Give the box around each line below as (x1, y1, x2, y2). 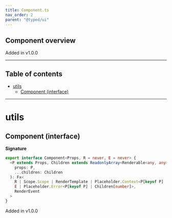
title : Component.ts (5, 7, 50, 13)
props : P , (14, 165, 36, 170)
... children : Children (14, 170, 63, 175)
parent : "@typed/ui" (5, 17, 50, 22)
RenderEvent (14, 189, 40, 194)
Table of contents (5, 69, 62, 78)
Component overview (5, 36, 76, 45)
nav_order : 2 (5, 12, 33, 17)
